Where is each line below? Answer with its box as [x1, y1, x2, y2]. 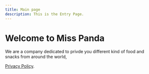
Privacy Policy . [5, 63, 35, 69]
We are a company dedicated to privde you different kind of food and [5, 49, 145, 55]
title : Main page [5, 7, 41, 12]
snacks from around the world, [5, 54, 67, 60]
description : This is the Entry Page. [5, 12, 84, 17]
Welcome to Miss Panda [5, 33, 105, 44]
